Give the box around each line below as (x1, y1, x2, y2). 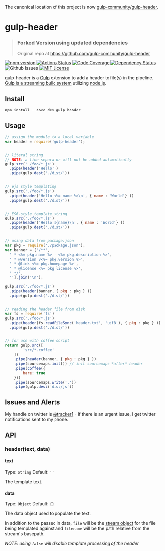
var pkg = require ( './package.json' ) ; (5, 243, 85, 248)
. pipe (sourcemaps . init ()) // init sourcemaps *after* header (14, 361, 143, 366)
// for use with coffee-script (5, 338, 70, 343)
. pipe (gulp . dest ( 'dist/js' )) (14, 384, 74, 389)
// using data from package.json (5, 238, 74, 243)
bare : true (23, 371, 46, 376)
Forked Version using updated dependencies (17, 39, 128, 46)
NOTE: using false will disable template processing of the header (5, 540, 139, 547)
